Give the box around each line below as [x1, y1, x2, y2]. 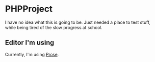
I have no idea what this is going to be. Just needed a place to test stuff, [5, 19, 151, 25]
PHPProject [5, 3, 53, 15]
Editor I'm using [5, 39, 54, 47]
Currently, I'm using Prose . [5, 51, 59, 57]
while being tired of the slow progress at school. [5, 24, 103, 30]
